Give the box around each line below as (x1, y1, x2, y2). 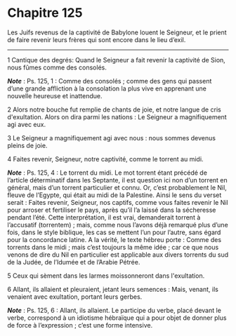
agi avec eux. (7, 120, 46, 128)
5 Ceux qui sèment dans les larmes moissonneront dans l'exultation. (7, 271, 205, 280)
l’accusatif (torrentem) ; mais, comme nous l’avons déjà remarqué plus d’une (7, 220, 228, 229)
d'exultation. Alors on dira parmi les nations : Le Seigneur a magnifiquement (7, 112, 227, 121)
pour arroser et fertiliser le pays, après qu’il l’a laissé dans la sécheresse (7, 206, 216, 214)
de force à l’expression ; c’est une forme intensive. (7, 321, 153, 329)
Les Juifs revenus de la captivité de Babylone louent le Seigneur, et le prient (7, 28, 227, 36)
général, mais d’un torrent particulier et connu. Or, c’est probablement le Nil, (7, 183, 227, 191)
